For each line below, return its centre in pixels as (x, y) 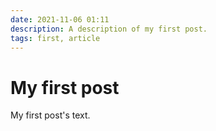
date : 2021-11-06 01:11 (60, 19)
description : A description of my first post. (109, 29)
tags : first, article (55, 38)
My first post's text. (50, 115)
